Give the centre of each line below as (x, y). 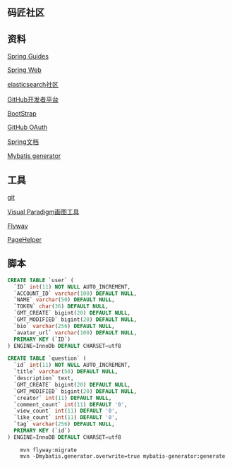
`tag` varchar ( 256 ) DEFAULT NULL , (64, 424)
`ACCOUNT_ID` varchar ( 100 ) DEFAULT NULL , (75, 293)
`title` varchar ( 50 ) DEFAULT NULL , (66, 372)
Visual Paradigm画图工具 (43, 212)
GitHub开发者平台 (33, 99)
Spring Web (24, 70)
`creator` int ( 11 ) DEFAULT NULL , (63, 398)
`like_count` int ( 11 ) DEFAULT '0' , (66, 418)
